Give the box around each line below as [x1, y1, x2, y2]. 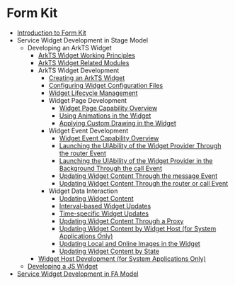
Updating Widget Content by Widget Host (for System [59, 224, 217, 233]
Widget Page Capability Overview [59, 104, 158, 112]
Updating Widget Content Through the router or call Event [59, 179, 229, 187]
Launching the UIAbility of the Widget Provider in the [59, 156, 213, 164]
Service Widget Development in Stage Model [16, 35, 149, 44]
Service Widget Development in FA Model [16, 269, 139, 278]
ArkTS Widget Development [38, 66, 120, 74]
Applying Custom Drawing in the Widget [59, 118, 176, 127]
